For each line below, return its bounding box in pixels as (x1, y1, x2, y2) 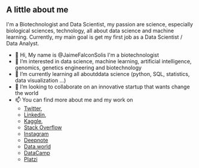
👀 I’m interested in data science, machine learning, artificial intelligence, (14, 57, 192, 65)
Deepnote (23, 136, 48, 143)
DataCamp (23, 149, 50, 156)
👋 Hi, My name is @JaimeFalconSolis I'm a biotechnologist (14, 51, 160, 59)
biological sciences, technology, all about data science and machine (6, 27, 174, 34)
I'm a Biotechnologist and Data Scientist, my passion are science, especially (6, 20, 193, 28)
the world (14, 89, 39, 96)
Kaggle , (23, 117, 43, 124)
